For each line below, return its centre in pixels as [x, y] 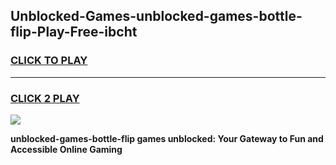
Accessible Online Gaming [66, 149]
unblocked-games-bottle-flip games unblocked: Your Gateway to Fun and [167, 138]
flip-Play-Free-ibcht [74, 32]
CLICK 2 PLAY [45, 98]
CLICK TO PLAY [49, 61]
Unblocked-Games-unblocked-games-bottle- [156, 16]
